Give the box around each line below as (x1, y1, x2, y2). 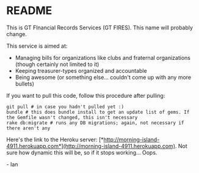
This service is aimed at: (6, 42, 68, 50)
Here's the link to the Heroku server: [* (6, 136, 104, 143)
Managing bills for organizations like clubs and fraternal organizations (15, 54, 191, 61)
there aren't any (6, 125, 51, 131)
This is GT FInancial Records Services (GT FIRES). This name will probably (6, 24, 194, 31)
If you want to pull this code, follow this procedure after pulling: (6, 92, 165, 99)
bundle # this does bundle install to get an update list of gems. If (6, 109, 190, 115)
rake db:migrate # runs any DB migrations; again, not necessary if (6, 120, 184, 126)
